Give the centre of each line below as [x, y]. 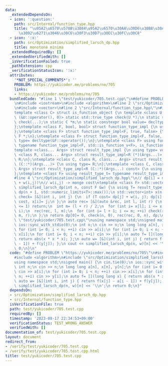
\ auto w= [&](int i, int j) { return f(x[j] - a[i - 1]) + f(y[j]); [88, 281]
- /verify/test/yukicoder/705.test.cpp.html [52, 351]
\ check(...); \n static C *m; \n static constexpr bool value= [80, 122]
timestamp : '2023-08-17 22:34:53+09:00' [52, 318]
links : [21, 89]
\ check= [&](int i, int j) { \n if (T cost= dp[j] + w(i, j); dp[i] [88, 197]
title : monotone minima [39, 47]
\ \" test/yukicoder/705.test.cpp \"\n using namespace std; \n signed [85, 220]
